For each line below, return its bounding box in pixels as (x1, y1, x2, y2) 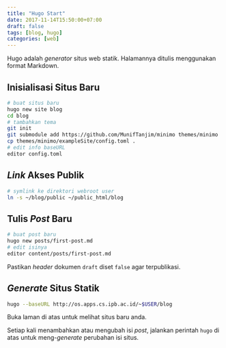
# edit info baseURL (7, 145, 66, 151)
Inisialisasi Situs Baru (7, 82, 100, 93)
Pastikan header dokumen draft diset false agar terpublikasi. (7, 262, 181, 271)
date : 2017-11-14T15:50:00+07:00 (7, 16, 102, 23)
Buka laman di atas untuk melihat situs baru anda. (7, 313, 147, 321)
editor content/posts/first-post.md (7, 250, 111, 257)
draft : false (7, 23, 44, 29)
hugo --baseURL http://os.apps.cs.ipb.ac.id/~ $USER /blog (7, 301, 173, 308)
